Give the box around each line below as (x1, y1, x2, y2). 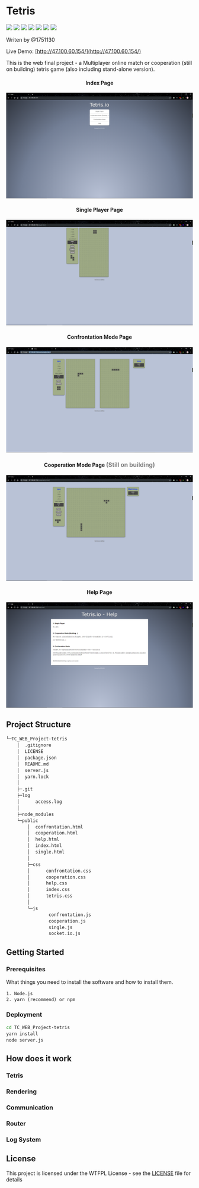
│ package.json (17, 755, 57, 761)
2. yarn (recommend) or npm (6, 996, 76, 1002)
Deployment (6, 1010, 43, 1018)
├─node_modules (17, 811, 54, 817)
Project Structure (6, 719, 71, 730)
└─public (17, 817, 38, 824)
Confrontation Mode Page (67, 333, 132, 340)
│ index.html (27, 843, 62, 849)
